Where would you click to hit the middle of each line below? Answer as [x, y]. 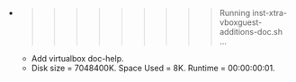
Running [235, 13]
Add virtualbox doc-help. [77, 58]
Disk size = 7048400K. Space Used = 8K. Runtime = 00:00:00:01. [153, 68]
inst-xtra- [269, 13]
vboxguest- [241, 22]
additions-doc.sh [251, 32]
